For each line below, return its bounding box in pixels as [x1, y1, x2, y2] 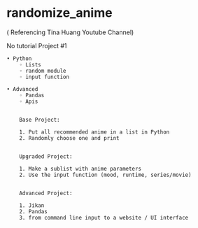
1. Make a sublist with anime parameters [19, 165, 141, 172]
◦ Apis [19, 98, 38, 105]
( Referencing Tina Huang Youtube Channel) [6, 28, 134, 36]
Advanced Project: [19, 190, 73, 197]
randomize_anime [6, 5, 113, 21]
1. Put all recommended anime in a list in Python [19, 128, 170, 136]
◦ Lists [19, 61, 41, 68]
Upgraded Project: [19, 152, 73, 160]
